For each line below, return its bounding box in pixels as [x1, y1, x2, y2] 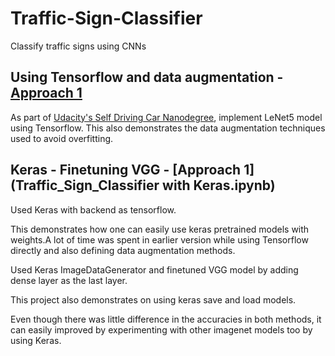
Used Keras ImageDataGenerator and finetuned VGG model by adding [10, 263, 299, 276]
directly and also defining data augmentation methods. [10, 244, 236, 256]
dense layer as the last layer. [10, 274, 128, 286]
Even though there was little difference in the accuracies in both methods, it [10, 313, 322, 325]
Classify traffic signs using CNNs [10, 40, 147, 52]
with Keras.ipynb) [162, 177, 276, 194]
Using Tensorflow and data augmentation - [10, 69, 284, 86]
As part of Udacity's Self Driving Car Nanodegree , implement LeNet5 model [10, 111, 323, 123]
